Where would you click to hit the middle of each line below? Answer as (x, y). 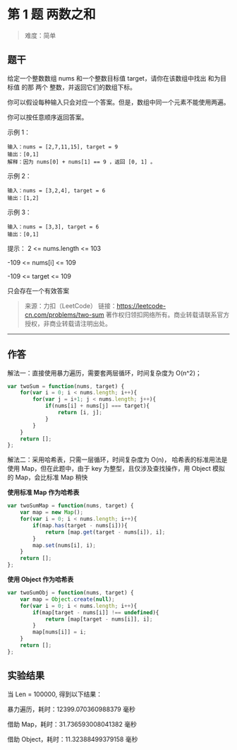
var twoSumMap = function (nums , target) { (71, 506)
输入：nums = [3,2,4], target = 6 (56, 191)
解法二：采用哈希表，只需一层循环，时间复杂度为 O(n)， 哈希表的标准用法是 (117, 459)
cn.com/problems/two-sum (64, 315)
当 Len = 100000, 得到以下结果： (55, 694)
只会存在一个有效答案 (38, 291)
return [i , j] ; (80, 413)
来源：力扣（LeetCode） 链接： (71, 305)
